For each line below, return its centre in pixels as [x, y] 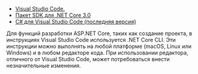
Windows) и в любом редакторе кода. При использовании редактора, [97, 53]
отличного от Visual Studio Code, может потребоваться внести [88, 59]
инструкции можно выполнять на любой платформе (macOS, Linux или [99, 46]
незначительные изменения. [44, 66]
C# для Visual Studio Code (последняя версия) [76, 22]
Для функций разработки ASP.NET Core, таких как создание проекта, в [99, 33]
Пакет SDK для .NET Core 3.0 [53, 15]
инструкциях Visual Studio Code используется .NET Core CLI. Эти [91, 40]
